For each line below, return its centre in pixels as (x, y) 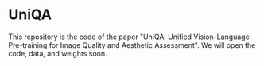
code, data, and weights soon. (58, 53)
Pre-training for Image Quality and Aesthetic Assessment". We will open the (132, 45)
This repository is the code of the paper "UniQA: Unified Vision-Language (129, 37)
